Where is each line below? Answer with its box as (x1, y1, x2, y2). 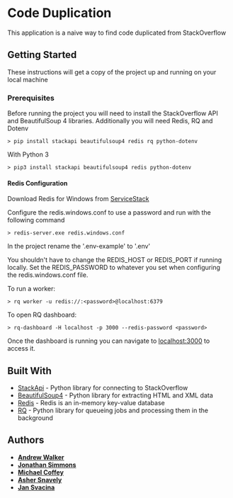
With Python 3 (7, 150, 50, 159)
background (17, 414, 53, 422)
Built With (7, 365, 52, 377)
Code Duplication (7, 5, 112, 21)
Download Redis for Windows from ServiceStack (7, 195, 149, 203)
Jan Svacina (17, 483, 55, 492)
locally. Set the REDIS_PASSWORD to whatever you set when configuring (7, 264, 221, 272)
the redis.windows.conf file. (7, 271, 89, 279)
